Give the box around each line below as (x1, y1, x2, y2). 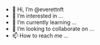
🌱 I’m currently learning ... (12, 19, 77, 26)
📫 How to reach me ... (12, 32, 68, 39)
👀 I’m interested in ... (12, 12, 64, 19)
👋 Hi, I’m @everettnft (12, 6, 64, 13)
